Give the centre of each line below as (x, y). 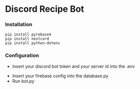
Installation (19, 25)
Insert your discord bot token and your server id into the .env (73, 66)
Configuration (22, 56)
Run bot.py (23, 81)
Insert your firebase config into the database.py (60, 76)
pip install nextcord (27, 39)
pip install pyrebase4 (28, 35)
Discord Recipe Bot (45, 9)
